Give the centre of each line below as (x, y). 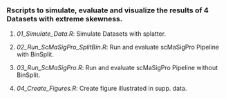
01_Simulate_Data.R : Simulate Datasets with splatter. (91, 34)
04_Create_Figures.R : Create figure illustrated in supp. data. (102, 89)
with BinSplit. (35, 54)
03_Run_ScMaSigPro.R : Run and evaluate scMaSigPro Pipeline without (117, 68)
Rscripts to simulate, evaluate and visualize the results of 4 (107, 10)
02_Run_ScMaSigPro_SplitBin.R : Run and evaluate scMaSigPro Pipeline (117, 47)
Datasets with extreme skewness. (65, 19)
